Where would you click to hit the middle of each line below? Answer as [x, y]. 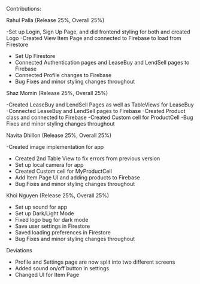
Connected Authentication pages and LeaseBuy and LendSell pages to [102, 62]
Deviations [19, 250]
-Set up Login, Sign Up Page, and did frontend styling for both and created [98, 32]
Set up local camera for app [49, 165]
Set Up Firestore [35, 56]
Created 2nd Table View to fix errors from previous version [87, 158]
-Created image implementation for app [55, 147]
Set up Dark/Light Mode [44, 213]
